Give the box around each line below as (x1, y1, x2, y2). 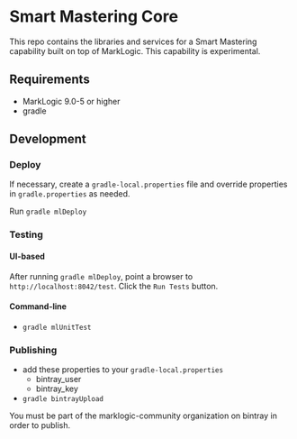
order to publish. (9, 420, 71, 431)
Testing (9, 228, 43, 241)
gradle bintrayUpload (22, 395, 103, 404)
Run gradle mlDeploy (9, 206, 87, 217)
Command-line (9, 301, 67, 312)
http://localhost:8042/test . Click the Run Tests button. (9, 280, 219, 291)
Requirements (9, 72, 90, 87)
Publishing (9, 343, 58, 356)
